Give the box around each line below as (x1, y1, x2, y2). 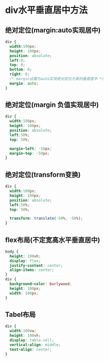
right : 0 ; (9, 72, 30, 77)
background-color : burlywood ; (9, 281, 72, 286)
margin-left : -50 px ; (9, 146, 52, 151)
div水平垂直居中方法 (5, 4, 88, 16)
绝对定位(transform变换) (5, 170, 81, 179)
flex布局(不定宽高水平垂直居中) (5, 236, 101, 244)
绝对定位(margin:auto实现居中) (5, 26, 101, 34)
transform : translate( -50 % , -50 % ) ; (9, 216, 83, 221)
